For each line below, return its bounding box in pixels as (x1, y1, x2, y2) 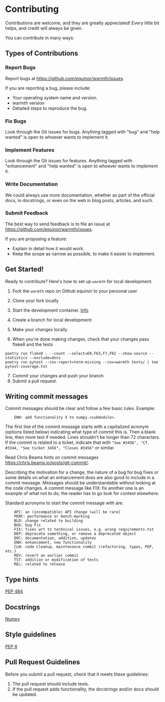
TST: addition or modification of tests (14, 558, 99, 562)
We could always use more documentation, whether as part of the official (5, 192, 155, 198)
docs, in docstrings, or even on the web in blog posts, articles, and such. (5, 197, 154, 203)
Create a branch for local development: (12, 317, 93, 323)
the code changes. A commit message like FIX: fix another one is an (5, 485, 144, 491)
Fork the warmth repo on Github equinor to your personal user (12, 288, 137, 294)
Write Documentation (5, 181, 58, 188)
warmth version (12, 100, 45, 106)
